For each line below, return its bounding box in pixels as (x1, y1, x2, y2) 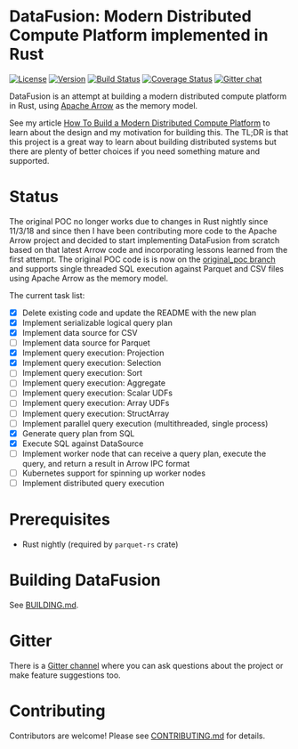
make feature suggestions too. (9, 670, 122, 680)
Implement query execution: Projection (21, 347, 165, 358)
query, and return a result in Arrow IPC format (21, 458, 190, 468)
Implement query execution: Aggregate (21, 378, 166, 388)
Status (9, 187, 60, 207)
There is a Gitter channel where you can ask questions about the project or (9, 660, 284, 671)
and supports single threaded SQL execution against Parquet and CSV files (9, 263, 285, 273)
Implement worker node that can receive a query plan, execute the (21, 448, 267, 459)
